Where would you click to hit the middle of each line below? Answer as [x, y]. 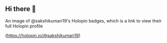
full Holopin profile [24, 26]
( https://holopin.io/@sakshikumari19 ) [43, 35]
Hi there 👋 [21, 9]
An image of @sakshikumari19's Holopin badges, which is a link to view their [83, 21]
